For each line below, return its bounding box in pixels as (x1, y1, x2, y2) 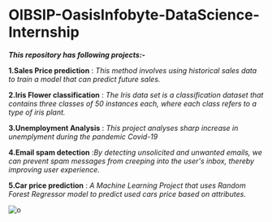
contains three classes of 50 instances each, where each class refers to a (8, 98, 257, 108)
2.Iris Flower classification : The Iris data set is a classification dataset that (8, 89, 264, 99)
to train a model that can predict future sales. (8, 74, 161, 84)
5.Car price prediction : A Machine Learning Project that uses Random (8, 181, 246, 190)
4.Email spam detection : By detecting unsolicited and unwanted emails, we (8, 147, 262, 157)
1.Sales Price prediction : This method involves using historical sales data (8, 65, 257, 75)
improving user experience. (8, 164, 100, 174)
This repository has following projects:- (8, 50, 146, 59)
